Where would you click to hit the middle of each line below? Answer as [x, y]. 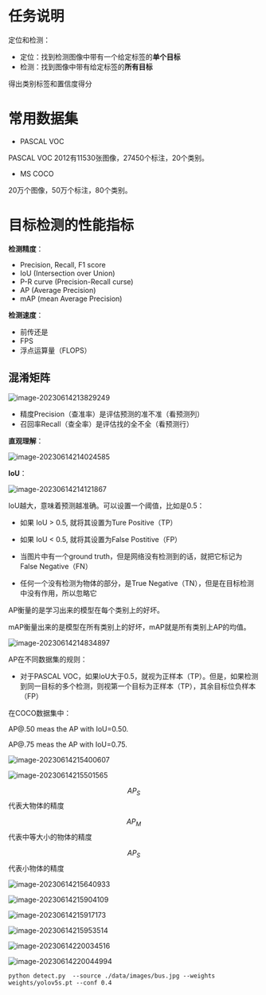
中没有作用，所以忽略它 [58, 593]
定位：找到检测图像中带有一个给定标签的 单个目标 [100, 57]
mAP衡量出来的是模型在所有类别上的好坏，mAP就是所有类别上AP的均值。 [129, 626]
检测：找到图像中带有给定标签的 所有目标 [86, 66]
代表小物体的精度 [36, 868]
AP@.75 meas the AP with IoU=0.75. [68, 744]
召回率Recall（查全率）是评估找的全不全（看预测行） [106, 423]
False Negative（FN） [56, 566]
